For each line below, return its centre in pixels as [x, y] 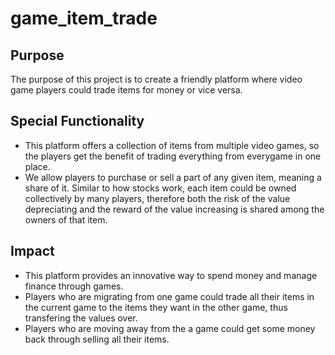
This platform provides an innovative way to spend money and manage [171, 275]
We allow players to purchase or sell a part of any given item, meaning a [173, 177]
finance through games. [74, 286]
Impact [32, 251]
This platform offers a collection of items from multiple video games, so [172, 145]
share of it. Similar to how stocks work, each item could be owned [160, 188]
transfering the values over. [81, 318]
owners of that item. [66, 219]
